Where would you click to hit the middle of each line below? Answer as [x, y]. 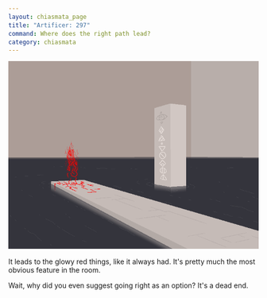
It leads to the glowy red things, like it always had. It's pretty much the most [132, 261]
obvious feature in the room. [54, 270]
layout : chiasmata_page [48, 17]
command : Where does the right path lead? [79, 33]
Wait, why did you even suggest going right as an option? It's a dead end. [128, 285]
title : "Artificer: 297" [49, 25]
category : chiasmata [43, 42]
